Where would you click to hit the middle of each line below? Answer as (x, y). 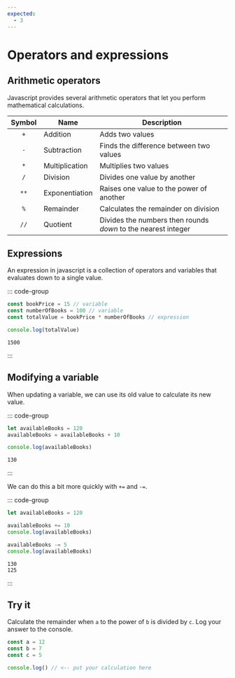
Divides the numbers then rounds (154, 220)
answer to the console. (40, 629)
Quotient (57, 224)
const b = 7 (24, 649)
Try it (19, 606)
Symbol (24, 122)
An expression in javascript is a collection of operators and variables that (112, 270)
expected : (22, 14)
